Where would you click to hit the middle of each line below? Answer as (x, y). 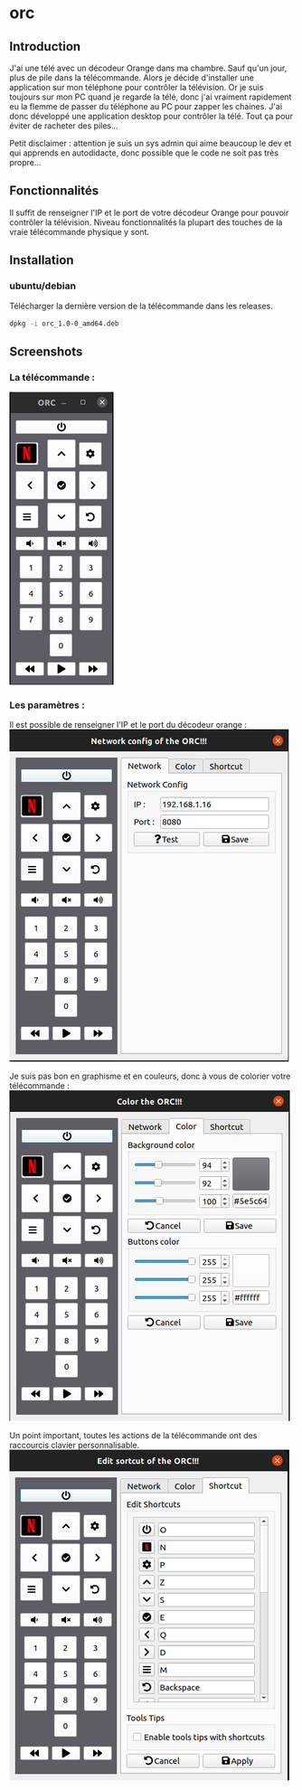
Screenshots (46, 351)
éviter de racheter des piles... (64, 126)
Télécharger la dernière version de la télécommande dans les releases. (141, 306)
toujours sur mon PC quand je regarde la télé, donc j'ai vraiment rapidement (151, 97)
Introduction (45, 47)
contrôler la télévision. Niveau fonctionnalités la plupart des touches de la (146, 222)
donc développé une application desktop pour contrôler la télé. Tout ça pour (151, 116)
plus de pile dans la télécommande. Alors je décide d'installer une (132, 78)
